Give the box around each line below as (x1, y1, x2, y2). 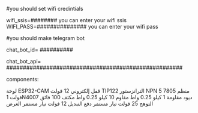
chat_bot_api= (6, 58, 41, 65)
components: (6, 76, 39, 83)
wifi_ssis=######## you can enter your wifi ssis (6, 17, 127, 23)
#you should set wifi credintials (6, 5, 83, 12)
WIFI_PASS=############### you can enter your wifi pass (6, 23, 159, 30)
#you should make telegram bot (6, 35, 85, 41)
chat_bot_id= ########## (6, 46, 73, 53)
